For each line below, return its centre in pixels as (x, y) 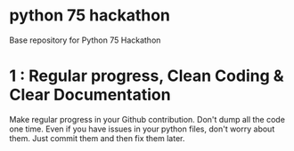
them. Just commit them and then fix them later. (97, 138)
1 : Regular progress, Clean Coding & (147, 76)
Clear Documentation (90, 95)
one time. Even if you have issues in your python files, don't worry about (142, 129)
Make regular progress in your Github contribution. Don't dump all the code (147, 119)
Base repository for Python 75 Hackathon (85, 40)
